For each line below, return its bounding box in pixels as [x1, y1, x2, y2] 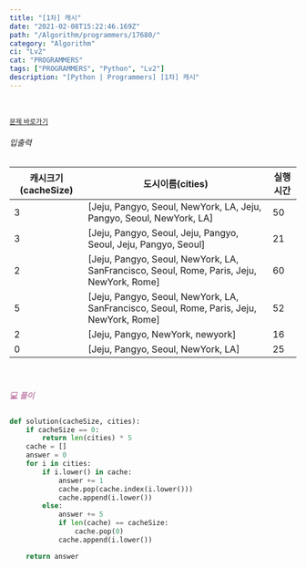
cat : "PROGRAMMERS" [9, 56, 84, 65]
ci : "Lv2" [9, 47, 47, 57]
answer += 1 [57, 476, 104, 485]
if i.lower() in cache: [42, 467, 132, 477]
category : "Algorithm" [9, 38, 96, 48]
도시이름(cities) [142, 177, 209, 190]
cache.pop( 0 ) [74, 527, 125, 536]
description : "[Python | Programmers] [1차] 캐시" [9, 73, 200, 82]
